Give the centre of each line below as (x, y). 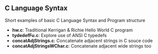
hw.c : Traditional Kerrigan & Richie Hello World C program (72, 30)
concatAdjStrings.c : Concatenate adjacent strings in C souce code (82, 40)
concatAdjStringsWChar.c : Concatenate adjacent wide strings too (82, 46)
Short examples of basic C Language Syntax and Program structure (75, 20)
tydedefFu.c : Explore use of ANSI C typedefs (59, 35)
